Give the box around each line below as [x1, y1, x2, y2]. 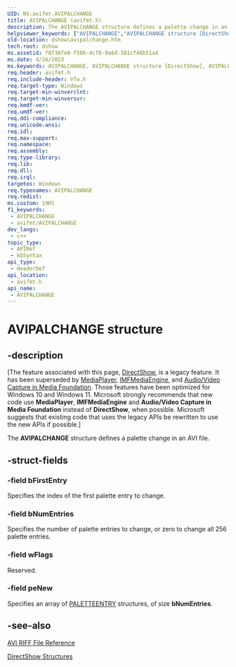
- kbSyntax [10, 252, 42, 259]
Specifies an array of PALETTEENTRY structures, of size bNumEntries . [7, 599, 213, 608]
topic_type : [7, 239, 42, 246]
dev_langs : [7, 226, 39, 233]
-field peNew [7, 583, 53, 593]
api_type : [7, 259, 37, 266]
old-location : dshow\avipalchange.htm [7, 37, 121, 44]
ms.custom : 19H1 [7, 200, 55, 207]
